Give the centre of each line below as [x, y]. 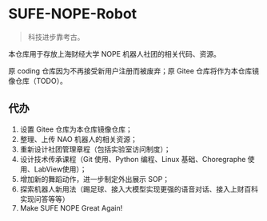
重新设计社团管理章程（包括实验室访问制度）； [95, 149]
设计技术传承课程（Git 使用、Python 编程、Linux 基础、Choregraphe [133, 159]
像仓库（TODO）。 [38, 81]
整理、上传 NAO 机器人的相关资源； [79, 139]
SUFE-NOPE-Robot [73, 14]
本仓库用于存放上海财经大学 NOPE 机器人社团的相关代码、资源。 [115, 53]
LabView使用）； [60, 169]
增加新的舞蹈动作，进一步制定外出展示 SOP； [95, 179]
